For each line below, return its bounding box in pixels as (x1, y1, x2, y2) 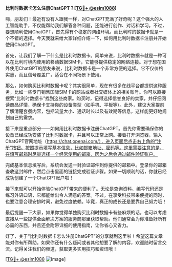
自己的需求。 (9, 115, 37, 120)
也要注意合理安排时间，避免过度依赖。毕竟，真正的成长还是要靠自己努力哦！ (5, 198, 167, 204)
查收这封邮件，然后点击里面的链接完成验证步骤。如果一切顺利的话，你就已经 (5, 169, 167, 174)
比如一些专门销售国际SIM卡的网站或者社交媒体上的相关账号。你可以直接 (14, 89, 166, 95)
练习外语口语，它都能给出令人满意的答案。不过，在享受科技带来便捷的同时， (5, 192, 167, 198)
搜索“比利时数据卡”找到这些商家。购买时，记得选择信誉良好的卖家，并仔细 (5, 95, 162, 101)
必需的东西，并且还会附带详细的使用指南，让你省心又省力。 (5, 222, 131, 228)
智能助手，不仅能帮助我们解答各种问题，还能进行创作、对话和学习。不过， (9, 23, 167, 28)
